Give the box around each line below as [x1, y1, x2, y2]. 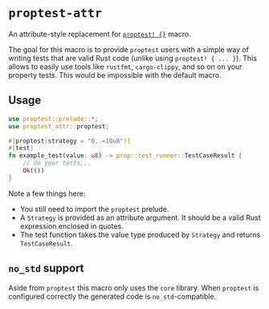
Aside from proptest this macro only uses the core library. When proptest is [8, 283, 259, 292]
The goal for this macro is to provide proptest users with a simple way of [8, 44, 250, 54]
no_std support [8, 262, 84, 275]
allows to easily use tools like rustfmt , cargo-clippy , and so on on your [8, 62, 243, 71]
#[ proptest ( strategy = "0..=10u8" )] [8, 136, 131, 145]
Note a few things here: [8, 189, 86, 198]
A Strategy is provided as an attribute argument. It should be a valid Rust [19, 213, 261, 222]
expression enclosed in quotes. [19, 221, 124, 230]
